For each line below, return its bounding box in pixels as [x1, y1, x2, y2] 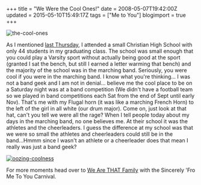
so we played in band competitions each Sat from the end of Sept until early [6, 92, 195, 99]
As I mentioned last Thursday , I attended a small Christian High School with [6, 41, 193, 48]
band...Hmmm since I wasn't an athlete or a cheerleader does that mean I [6, 137, 188, 144]
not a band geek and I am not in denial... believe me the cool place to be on [6, 79, 193, 86]
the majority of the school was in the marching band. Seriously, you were [6, 67, 188, 74]
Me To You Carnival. [6, 173, 57, 180]
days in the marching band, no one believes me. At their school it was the [6, 118, 188, 125]
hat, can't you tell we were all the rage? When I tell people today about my [6, 111, 190, 118]
